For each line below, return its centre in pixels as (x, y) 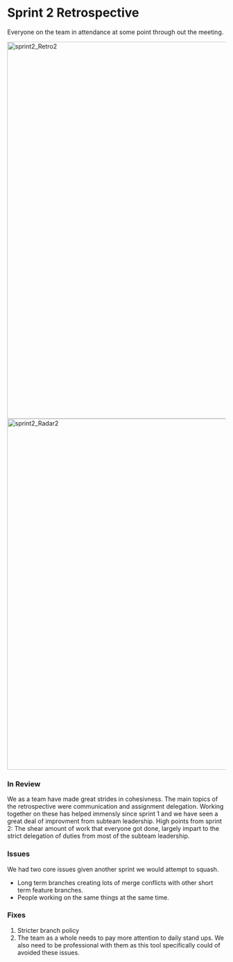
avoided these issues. (48, 952)
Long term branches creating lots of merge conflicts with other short (115, 882)
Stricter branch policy (48, 930)
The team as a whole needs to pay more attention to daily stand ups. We (120, 938)
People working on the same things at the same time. (93, 897)
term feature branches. (50, 890)
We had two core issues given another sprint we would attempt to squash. (113, 869)
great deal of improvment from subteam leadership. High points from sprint (114, 821)
